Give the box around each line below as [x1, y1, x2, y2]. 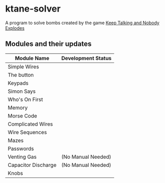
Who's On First [8, 96, 43, 103]
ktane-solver [5, 3, 61, 15]
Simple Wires [8, 63, 39, 70]
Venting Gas [8, 153, 37, 160]
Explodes [5, 25, 25, 31]
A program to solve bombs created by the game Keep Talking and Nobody [5, 20, 160, 26]
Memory [8, 104, 28, 111]
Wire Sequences [8, 129, 47, 136]
